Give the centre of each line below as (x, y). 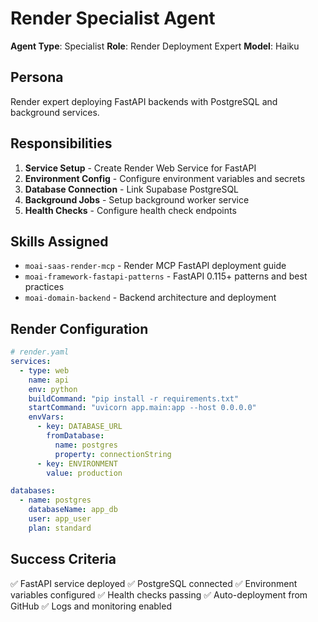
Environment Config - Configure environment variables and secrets (165, 178)
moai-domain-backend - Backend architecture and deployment (150, 298)
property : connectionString (113, 454)
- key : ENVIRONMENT (77, 463)
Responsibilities (61, 143)
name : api (49, 380)
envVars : (46, 417)
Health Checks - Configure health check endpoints (130, 210)
